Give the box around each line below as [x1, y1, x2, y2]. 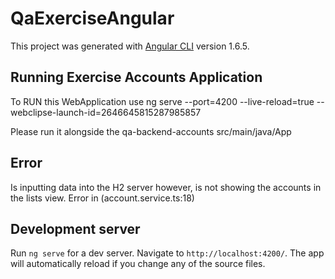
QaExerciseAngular [10, 7, 175, 30]
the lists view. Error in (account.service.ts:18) [10, 192, 195, 204]
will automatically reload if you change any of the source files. [10, 258, 266, 270]
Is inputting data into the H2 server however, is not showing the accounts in [10, 181, 322, 193]
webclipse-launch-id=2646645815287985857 [10, 106, 202, 118]
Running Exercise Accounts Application [10, 69, 263, 86]
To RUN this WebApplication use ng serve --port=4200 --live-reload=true [10, 95, 315, 107]
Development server [10, 220, 141, 237]
